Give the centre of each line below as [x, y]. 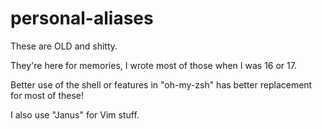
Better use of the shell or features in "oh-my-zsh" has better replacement [161, 84]
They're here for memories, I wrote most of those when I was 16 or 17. [153, 65]
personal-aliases [82, 18]
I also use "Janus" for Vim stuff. [75, 114]
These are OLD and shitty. [64, 46]
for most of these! [47, 95]
